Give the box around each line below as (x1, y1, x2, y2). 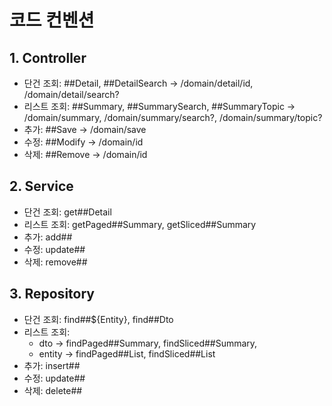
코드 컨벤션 (9, 9, 95, 32)
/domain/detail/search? (23, 89, 120, 100)
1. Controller (9, 49, 87, 66)
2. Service (9, 178, 74, 195)
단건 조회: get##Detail (23, 206, 112, 218)
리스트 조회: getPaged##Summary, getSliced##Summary (23, 218, 257, 230)
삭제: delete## (23, 384, 83, 396)
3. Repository (9, 286, 95, 303)
